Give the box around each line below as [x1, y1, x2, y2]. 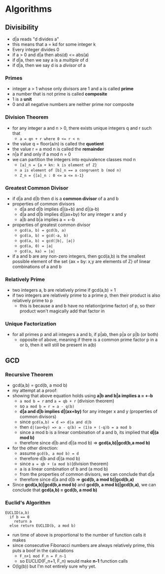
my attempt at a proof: [12, 388, 58, 394]
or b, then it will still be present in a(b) [19, 342, 97, 348]
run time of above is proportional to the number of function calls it [12, 532, 146, 538]
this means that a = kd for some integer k [12, 41, 96, 47]
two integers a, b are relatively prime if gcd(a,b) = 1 [12, 287, 116, 293]
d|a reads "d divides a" [12, 36, 59, 42]
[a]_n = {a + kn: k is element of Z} [19, 163, 98, 168]
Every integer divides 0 [12, 47, 60, 52]
